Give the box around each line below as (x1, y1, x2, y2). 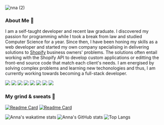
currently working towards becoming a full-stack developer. (5, 70, 127, 76)
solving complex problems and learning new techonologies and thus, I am (5, 65, 156, 71)
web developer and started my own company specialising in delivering (5, 44, 149, 50)
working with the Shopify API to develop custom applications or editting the (5, 55, 160, 61)
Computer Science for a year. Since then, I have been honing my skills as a (5, 39, 158, 45)
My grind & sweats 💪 (5, 93, 55, 100)
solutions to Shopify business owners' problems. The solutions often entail (5, 50, 158, 56)
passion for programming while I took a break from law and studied (5, 34, 142, 40)
